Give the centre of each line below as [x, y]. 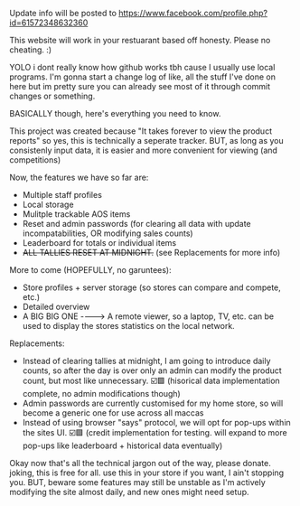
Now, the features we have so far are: [79, 177]
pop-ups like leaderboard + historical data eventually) [122, 445]
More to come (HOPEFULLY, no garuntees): [90, 270]
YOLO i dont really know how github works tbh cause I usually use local [142, 67]
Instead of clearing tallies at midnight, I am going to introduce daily [146, 361]
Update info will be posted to [63, 13]
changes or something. [52, 96]
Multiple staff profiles [62, 195]
